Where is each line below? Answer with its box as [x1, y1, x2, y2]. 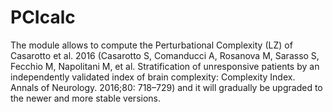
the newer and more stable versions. [10, 92, 162, 104]
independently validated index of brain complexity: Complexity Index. [10, 71, 296, 83]
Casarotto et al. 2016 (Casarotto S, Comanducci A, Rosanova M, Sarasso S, [10, 49, 320, 61]
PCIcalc [10, 6, 76, 29]
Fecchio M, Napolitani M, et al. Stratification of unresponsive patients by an [10, 60, 320, 72]
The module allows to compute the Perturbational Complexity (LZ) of [10, 39, 293, 51]
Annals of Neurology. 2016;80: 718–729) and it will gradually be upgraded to [10, 81, 323, 93]
